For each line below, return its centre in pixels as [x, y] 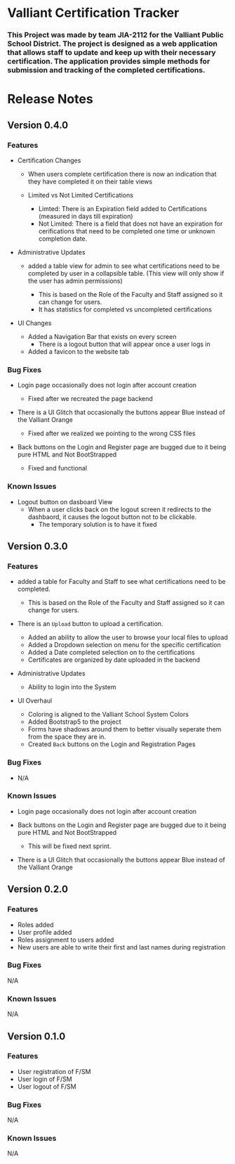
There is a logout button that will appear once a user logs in [124, 344]
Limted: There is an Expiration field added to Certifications [122, 208]
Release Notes [50, 99]
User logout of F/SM [47, 1086]
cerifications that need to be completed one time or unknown [127, 231]
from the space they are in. [67, 737]
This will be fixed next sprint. [69, 846]
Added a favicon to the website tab [79, 351]
